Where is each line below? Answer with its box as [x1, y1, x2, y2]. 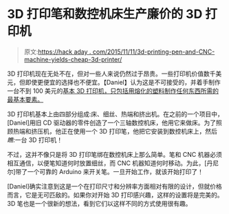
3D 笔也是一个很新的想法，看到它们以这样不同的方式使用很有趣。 [7, 199, 192, 207]
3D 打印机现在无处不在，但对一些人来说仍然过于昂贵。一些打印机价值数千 [7, 69, 216, 78]
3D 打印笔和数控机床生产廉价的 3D [7, 6, 203, 22]
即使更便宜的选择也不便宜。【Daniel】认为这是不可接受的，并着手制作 [25, 78, 221, 86]
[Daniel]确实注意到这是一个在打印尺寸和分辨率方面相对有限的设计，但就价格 [7, 182, 222, 190]
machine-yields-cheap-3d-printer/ [23, 55, 122, 63]
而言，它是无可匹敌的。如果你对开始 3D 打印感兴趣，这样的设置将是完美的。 [7, 191, 223, 199]
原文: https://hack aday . [23, 47, 91, 56]
